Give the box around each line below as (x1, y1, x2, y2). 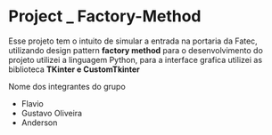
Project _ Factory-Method (8, 6, 202, 27)
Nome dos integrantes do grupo (8, 81, 126, 91)
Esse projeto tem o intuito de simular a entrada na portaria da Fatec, (8, 36, 258, 46)
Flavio (21, 98, 44, 108)
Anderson (21, 117, 58, 128)
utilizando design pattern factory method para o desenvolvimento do (8, 44, 264, 55)
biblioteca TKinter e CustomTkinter (8, 64, 140, 75)
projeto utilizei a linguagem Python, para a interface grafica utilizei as (8, 54, 263, 65)
